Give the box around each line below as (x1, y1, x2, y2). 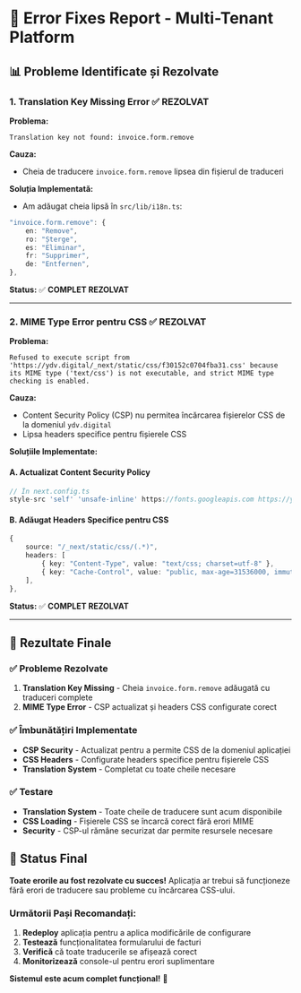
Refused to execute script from (9, 353, 130, 362)
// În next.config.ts (9, 487, 90, 496)
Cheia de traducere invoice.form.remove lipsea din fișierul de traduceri (21, 166, 284, 177)
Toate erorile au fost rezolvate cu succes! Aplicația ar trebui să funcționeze (9, 875, 291, 885)
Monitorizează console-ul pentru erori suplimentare (21, 955, 215, 966)
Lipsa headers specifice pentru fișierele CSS (21, 429, 187, 440)
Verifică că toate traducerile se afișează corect (21, 946, 197, 957)
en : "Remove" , (25, 226, 78, 236)
